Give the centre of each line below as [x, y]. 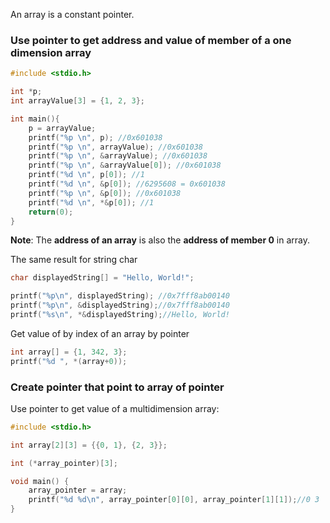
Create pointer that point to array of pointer [117, 387]
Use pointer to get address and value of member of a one [151, 40]
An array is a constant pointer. [72, 14]
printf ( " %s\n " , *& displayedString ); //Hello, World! [120, 315]
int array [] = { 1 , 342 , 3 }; [69, 352]
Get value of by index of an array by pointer [100, 333]
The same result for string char [74, 260]
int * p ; [26, 92]
